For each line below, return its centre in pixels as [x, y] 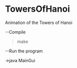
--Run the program [24, 51]
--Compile [15, 32]
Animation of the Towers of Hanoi [39, 23]
